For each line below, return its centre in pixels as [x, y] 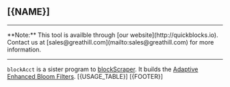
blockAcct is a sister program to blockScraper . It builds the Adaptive [103, 69]
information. [24, 49]
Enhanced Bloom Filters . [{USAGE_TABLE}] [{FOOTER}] [85, 76]
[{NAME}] [28, 12]
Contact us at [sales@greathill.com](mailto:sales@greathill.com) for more [111, 42]
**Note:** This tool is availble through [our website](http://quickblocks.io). [113, 35]
